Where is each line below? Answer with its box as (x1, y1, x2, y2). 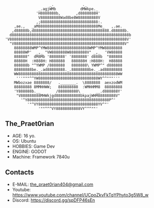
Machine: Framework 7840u (12, 154, 70, 159)
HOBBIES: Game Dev (12, 143, 55, 149)
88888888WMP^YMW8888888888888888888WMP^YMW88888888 (14, 46, 122, 51)
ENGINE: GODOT (12, 149, 47, 155)
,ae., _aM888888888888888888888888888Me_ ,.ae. (14, 24, 122, 29)
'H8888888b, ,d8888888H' (36, 11, 100, 16)
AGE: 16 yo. (12, 133, 36, 139)
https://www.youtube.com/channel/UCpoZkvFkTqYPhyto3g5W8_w (12, 192, 149, 198)
